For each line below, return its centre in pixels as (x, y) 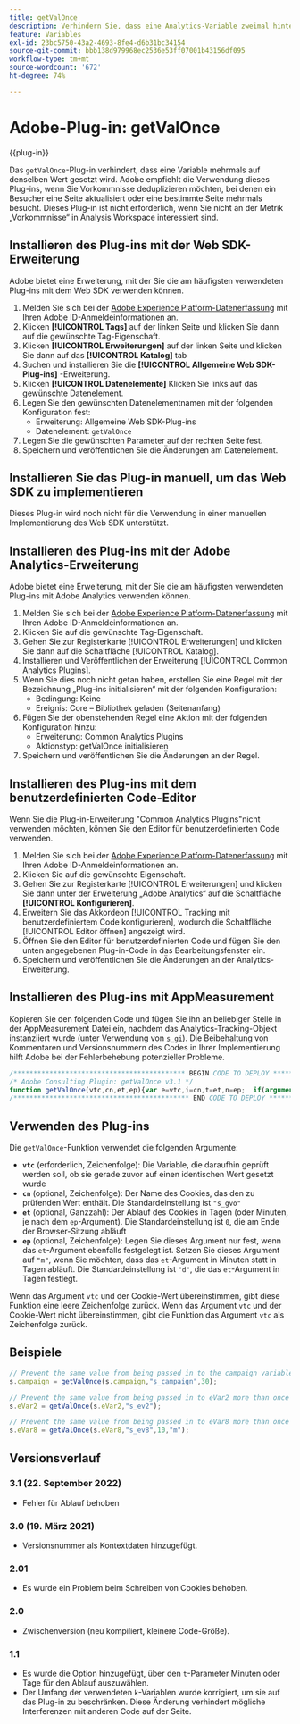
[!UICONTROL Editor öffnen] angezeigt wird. (104, 931)
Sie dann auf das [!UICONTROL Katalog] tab (104, 355)
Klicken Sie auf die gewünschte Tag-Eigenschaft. (112, 632)
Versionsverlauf (55, 1458)
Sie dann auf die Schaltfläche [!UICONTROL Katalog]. (120, 651)
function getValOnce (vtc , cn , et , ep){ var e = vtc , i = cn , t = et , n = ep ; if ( (137, 1090)
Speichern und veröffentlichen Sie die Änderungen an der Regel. (141, 756)
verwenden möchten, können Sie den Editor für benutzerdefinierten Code (145, 828)
